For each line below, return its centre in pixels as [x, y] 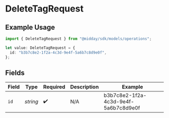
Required [54, 87]
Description [84, 87]
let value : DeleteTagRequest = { [40, 48]
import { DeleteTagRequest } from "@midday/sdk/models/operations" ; [78, 39]
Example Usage [30, 27]
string [31, 102]
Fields [15, 73]
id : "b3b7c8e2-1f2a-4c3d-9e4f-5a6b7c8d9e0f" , [58, 52]
